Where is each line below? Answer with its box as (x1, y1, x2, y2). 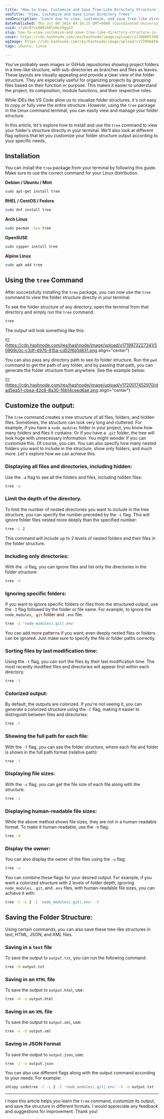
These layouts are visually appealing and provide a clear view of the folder (5, 72, 155, 77)
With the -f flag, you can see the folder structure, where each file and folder (5, 744, 159, 750)
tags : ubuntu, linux (5, 44, 47, 49)
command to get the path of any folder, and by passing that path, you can (5, 362, 153, 368)
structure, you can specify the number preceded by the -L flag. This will (5, 511, 150, 517)
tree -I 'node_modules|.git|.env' (5, 621, 76, 626)
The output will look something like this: (5, 327, 85, 333)
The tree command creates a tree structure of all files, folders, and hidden (5, 414, 155, 420)
